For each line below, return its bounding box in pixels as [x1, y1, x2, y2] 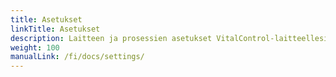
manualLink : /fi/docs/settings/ [10, 52, 145, 62]
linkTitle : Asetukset [10, 24, 101, 34]
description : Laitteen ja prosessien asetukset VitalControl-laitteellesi [10, 33, 329, 43]
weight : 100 [10, 42, 60, 53]
